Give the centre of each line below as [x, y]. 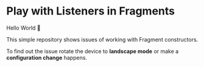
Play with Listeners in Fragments [91, 11]
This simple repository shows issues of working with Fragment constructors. [102, 39]
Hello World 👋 [23, 28]
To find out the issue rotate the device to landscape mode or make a [93, 51]
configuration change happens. [47, 57]
